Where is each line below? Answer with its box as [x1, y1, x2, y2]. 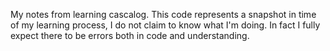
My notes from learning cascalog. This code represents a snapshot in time [10, 9, 317, 20]
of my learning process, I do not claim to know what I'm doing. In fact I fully [10, 19, 321, 31]
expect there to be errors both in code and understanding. [10, 30, 250, 41]
